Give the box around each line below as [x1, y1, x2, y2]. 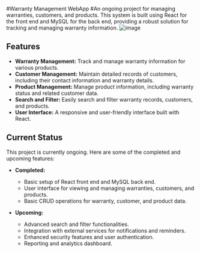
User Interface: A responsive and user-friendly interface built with [14, 108, 180, 116]
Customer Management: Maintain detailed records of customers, [14, 70, 178, 78]
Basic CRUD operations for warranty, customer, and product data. [23, 197, 187, 204]
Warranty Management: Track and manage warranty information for [14, 57, 186, 65]
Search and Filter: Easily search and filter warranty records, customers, [14, 96, 193, 103]
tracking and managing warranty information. [6, 24, 118, 31]
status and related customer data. [14, 90, 99, 97]
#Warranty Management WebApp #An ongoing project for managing [6, 5, 176, 12]
